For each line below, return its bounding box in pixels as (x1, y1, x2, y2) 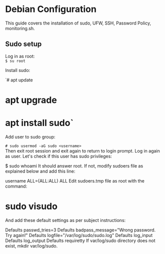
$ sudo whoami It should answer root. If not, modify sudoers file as (5, 162, 143, 168)
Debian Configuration (5, 3, 96, 15)
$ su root (5, 58, 26, 63)
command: (5, 183, 27, 189)
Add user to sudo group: (5, 133, 56, 139)
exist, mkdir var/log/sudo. (5, 242, 58, 248)
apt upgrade (5, 94, 57, 105)
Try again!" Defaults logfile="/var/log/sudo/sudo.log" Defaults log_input (5, 232, 153, 238)
